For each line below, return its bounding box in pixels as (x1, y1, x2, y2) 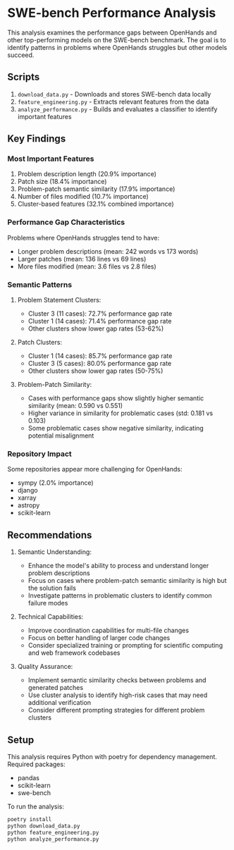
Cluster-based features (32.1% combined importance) (17, 199, 174, 209)
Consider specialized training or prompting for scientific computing (27, 641, 223, 650)
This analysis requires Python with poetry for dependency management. (7, 752, 217, 760)
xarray (17, 493, 37, 502)
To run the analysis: (7, 802, 65, 811)
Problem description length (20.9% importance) (17, 170, 157, 178)
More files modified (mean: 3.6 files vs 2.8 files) (17, 262, 156, 271)
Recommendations (7, 529, 92, 541)
